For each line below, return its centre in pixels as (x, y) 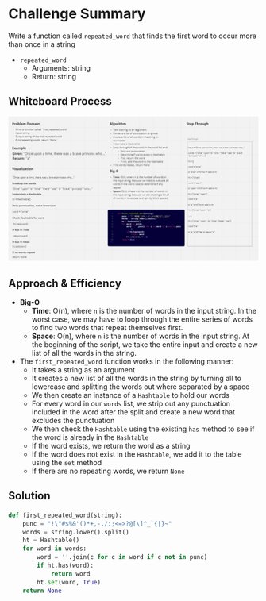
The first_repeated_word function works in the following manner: (127, 361)
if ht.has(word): (65, 565)
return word (70, 574)
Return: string (54, 76)
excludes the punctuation (73, 420)
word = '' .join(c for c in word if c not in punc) (122, 557)
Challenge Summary (77, 14)
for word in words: (55, 549)
